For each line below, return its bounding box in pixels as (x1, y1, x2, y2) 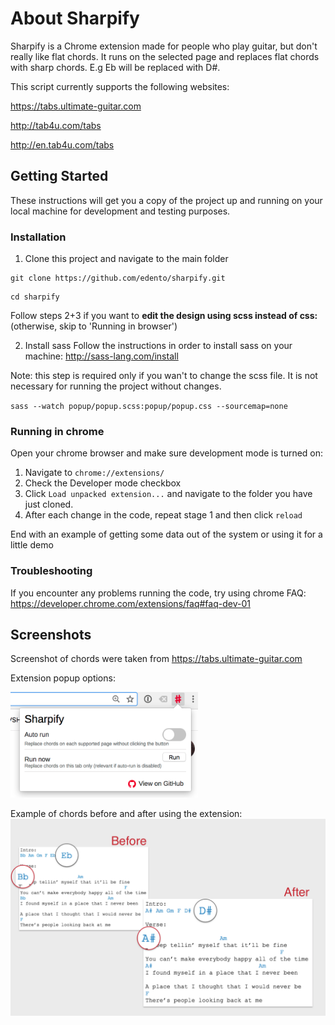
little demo (10, 539, 54, 551)
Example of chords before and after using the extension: (10, 808, 243, 820)
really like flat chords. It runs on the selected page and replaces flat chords (10, 50, 320, 62)
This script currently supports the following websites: (10, 80, 230, 92)
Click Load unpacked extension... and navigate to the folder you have (24, 488, 313, 500)
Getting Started (10, 168, 109, 185)
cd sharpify (10, 292, 60, 302)
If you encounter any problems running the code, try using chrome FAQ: (10, 587, 307, 599)
